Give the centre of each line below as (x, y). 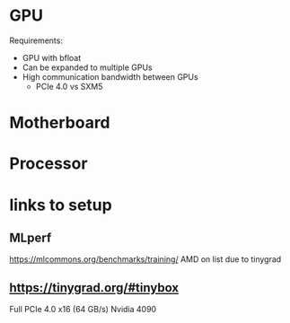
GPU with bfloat (52, 57)
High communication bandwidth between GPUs (110, 76)
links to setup (61, 205)
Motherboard (60, 123)
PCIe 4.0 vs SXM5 (69, 86)
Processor (48, 164)
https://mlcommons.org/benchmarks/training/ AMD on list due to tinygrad (145, 259)
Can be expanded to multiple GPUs (87, 67)
